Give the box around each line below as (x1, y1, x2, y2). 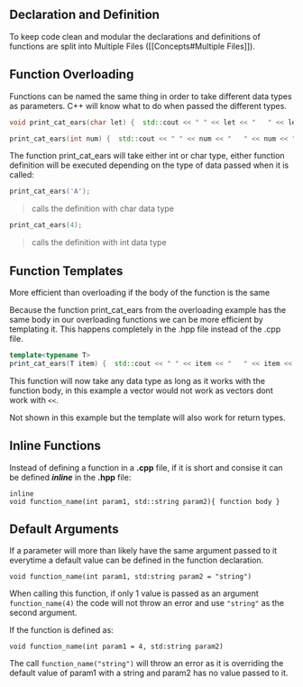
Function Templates (9, 263, 124, 279)
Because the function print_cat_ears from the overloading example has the (9, 304, 287, 315)
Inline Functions (9, 438, 102, 453)
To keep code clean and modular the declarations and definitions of (9, 31, 262, 41)
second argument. (9, 608, 78, 618)
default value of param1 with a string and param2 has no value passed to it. (9, 667, 289, 679)
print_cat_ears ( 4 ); (9, 221, 83, 230)
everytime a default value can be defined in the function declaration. (9, 554, 264, 566)
